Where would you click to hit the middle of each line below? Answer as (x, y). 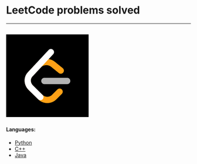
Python (23, 142)
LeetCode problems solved (73, 10)
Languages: (21, 129)
